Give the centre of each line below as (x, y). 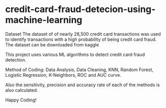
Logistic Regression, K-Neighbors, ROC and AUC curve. (63, 75)
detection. (16, 60)
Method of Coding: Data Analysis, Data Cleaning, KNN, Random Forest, (79, 70)
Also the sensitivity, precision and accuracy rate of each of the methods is (83, 85)
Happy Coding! (21, 100)
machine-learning (44, 20)
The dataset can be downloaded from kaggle (52, 44)
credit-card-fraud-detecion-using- (80, 9)
